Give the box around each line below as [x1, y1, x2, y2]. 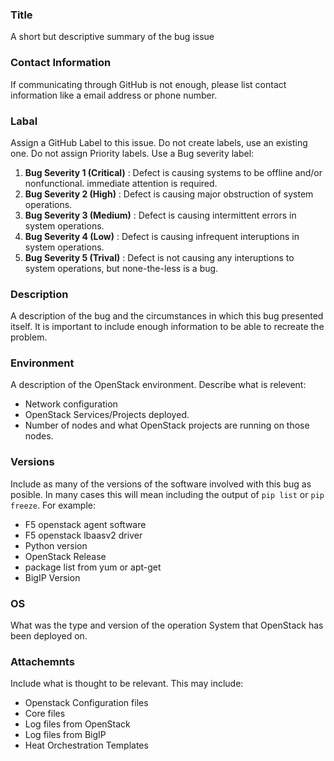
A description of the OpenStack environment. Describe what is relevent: [10, 379, 307, 391]
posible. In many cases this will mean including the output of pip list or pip [10, 488, 325, 500]
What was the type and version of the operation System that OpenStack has [10, 619, 324, 632]
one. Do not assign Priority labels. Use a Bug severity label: [10, 147, 255, 159]
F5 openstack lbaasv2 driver [24, 529, 143, 541]
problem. [10, 331, 48, 343]
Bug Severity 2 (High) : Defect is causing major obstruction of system [24, 188, 314, 200]
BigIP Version [24, 571, 81, 583]
